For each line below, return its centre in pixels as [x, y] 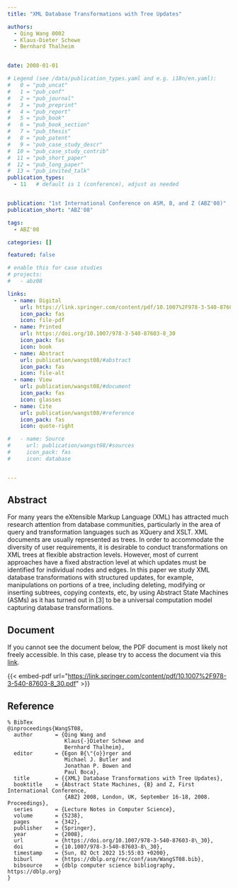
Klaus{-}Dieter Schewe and [104, 741]
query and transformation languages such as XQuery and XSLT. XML [108, 532]
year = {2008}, [49, 835]
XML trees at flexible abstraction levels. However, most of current [103, 555]
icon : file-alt [42, 373]
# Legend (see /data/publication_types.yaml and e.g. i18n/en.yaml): [112, 79]
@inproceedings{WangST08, [45, 729]
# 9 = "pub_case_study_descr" [55, 144]
